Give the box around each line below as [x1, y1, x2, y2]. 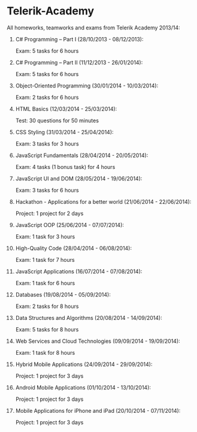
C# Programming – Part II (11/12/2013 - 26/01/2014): [15, 59, 143, 66]
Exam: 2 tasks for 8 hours [15, 303, 79, 310]
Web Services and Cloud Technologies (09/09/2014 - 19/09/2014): [15, 337, 180, 345]
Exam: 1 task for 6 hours [15, 279, 75, 286]
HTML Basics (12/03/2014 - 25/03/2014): [15, 105, 117, 112]
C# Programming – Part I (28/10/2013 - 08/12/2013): [15, 35, 144, 43]
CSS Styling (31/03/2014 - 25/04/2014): [15, 128, 114, 135]
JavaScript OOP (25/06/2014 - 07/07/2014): [15, 221, 125, 228]
